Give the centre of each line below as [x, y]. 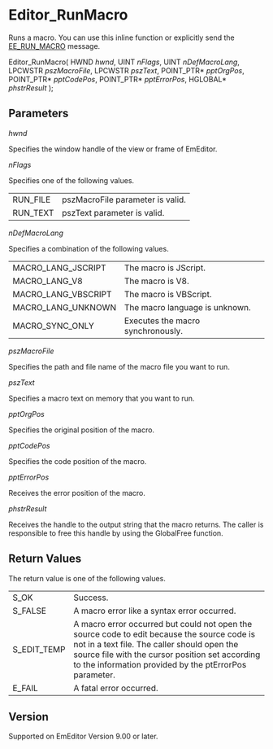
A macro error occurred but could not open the [163, 624]
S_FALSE [30, 611]
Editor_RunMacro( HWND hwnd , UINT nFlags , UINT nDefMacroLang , [124, 62]
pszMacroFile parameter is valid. [124, 199]
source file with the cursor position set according [167, 655]
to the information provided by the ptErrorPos [160, 664]
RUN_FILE [32, 199]
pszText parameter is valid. [113, 212]
